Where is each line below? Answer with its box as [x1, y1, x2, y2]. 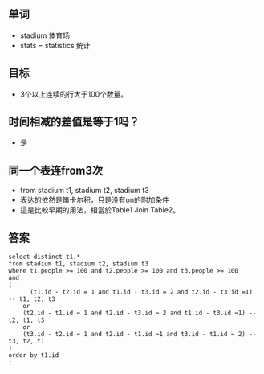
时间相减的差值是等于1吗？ [8, 115, 140, 129]
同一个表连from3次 [8, 163, 103, 177]
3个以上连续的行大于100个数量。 [19, 89, 128, 99]
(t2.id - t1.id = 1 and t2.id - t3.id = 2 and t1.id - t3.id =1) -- [22, 309, 257, 318]
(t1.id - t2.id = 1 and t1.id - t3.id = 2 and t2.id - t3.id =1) [29, 288, 253, 296]
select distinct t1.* [8, 253, 81, 261]
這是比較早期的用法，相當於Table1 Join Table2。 [19, 205, 181, 215]
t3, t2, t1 [8, 337, 45, 346]
